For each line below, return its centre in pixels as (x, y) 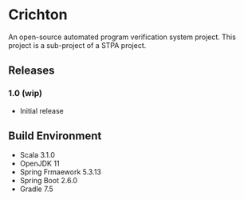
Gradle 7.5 (36, 189)
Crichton (38, 15)
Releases (31, 71)
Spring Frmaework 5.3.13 (61, 172)
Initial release (41, 110)
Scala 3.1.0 (37, 155)
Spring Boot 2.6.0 (49, 181)
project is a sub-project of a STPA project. (77, 45)
